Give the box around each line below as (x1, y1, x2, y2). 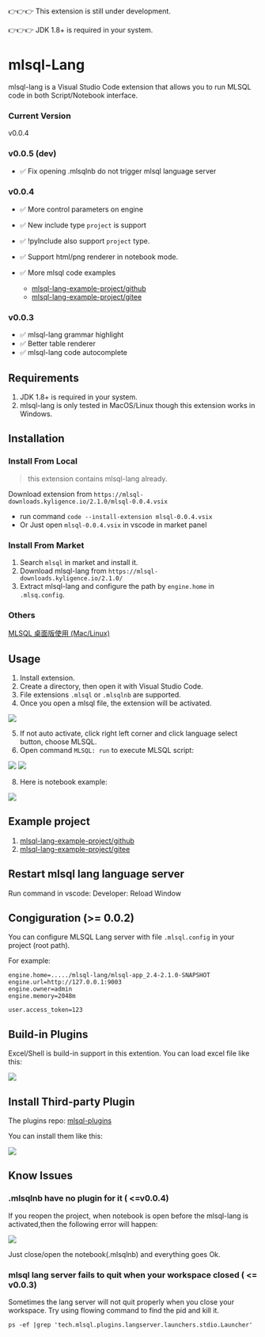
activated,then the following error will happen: (8, 1219, 158, 1228)
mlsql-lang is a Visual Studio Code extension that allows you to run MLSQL (8, 82, 252, 91)
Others (8, 609, 36, 621)
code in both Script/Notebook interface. (8, 90, 138, 100)
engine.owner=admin (8, 985, 73, 993)
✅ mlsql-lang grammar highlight (19, 330, 124, 339)
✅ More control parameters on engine (19, 204, 144, 214)
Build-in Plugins (8, 1027, 89, 1041)
